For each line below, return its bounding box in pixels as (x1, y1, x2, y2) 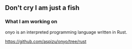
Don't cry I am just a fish (5, 4, 80, 12)
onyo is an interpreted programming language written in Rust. (5, 29, 127, 35)
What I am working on (5, 18, 58, 25)
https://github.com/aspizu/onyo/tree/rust (5, 38, 87, 44)
